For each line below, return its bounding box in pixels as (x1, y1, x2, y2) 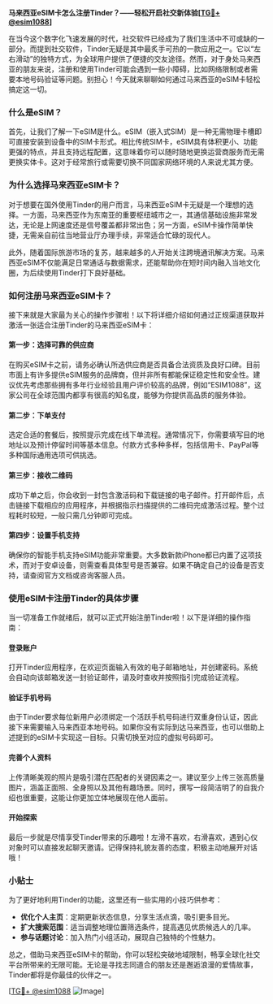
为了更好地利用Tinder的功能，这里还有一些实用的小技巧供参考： (8, 895, 223, 905)
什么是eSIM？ (8, 106, 63, 118)
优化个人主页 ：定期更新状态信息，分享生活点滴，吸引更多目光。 (19, 912, 234, 922)
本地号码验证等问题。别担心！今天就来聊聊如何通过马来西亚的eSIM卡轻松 (15, 75, 261, 84)
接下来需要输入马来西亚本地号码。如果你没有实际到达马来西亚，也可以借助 (8, 722, 258, 732)
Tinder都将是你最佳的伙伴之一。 (8, 970, 116, 980)
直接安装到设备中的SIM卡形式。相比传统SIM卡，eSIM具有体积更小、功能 (15, 137, 258, 147)
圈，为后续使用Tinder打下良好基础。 (8, 267, 130, 277)
